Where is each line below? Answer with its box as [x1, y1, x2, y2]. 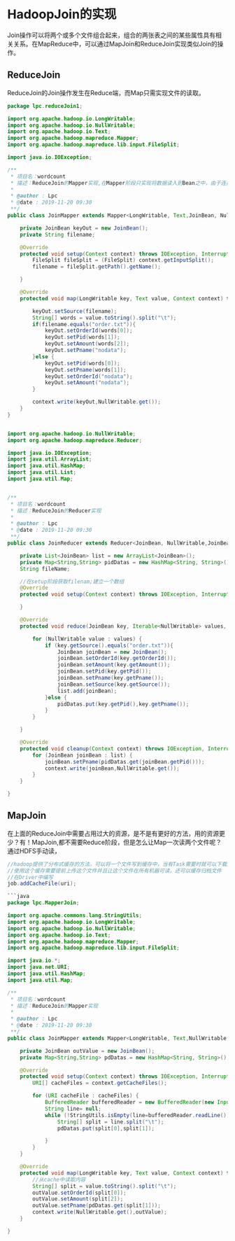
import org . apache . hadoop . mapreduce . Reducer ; [7, 437, 142, 444]
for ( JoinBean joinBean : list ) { [32, 752, 133, 759]
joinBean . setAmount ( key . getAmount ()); [57, 661, 171, 668]
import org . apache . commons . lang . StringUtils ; [7, 912, 142, 919]
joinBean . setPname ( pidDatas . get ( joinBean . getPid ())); [44, 758, 205, 765]
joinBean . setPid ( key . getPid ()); [57, 668, 152, 675]
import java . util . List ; [7, 469, 77, 476]
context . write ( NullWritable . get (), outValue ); [32, 1209, 168, 1216]
